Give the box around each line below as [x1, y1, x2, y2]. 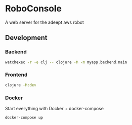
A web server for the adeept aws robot [5, 19, 84, 25]
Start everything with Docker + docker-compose [5, 105, 104, 111]
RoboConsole [5, 3, 62, 14]
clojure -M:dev [5, 83, 37, 87]
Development [5, 34, 48, 42]
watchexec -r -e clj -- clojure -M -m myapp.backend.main [5, 60, 127, 65]
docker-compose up [5, 115, 43, 120]
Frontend [5, 71, 28, 78]
